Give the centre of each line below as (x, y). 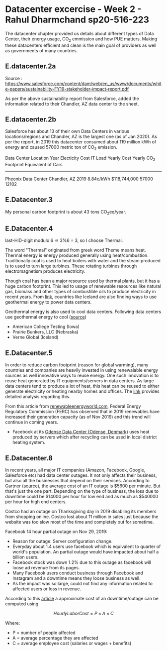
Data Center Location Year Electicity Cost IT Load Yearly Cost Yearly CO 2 (80, 159)
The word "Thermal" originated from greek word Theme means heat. (76, 250)
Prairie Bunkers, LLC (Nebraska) (45, 332)
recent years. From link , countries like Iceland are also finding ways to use (81, 297)
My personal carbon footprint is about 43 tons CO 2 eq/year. (66, 212)
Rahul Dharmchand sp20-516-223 (77, 20)
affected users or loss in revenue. (46, 589)
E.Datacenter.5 (29, 353)
